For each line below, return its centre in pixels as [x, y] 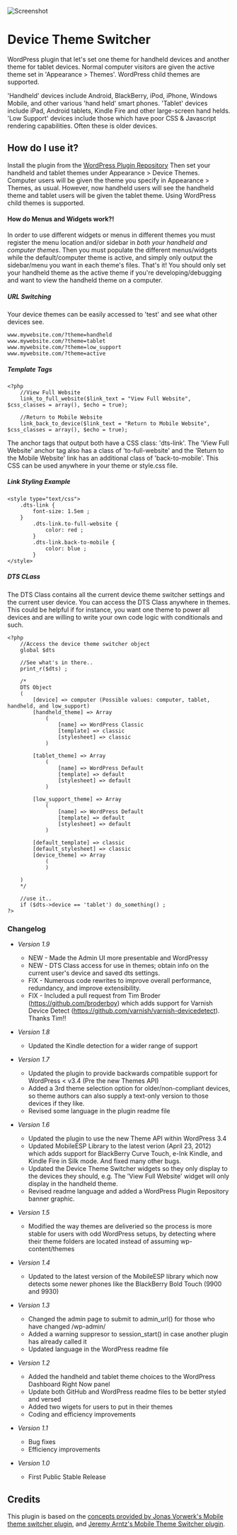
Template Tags [30, 369]
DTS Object [36, 687]
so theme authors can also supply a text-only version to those [118, 1096]
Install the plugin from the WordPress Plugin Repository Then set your [109, 165]
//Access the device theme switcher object [85, 644]
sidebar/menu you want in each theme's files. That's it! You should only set [117, 265]
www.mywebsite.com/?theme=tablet [57, 341]
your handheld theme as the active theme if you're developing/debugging [115, 273]
